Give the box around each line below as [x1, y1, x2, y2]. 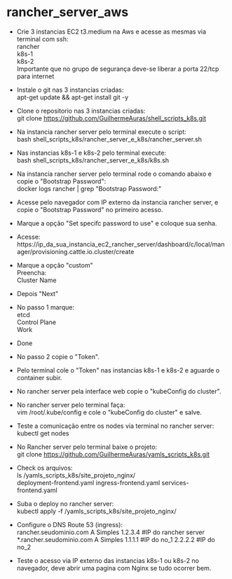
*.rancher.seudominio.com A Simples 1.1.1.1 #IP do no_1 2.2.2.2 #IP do [16, 535, 215, 543]
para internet [16, 71, 55, 81]
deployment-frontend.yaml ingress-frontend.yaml [16, 478, 161, 487]
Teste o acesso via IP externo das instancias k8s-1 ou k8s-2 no [16, 556, 199, 564]
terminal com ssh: [16, 34, 69, 43]
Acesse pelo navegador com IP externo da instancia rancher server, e [16, 197, 219, 207]
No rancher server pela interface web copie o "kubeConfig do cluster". [16, 386, 221, 396]
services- [161, 478, 190, 487]
